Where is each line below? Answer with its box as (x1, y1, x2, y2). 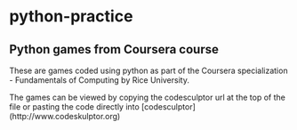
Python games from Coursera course (9, 42, 220, 57)
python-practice (9, 6, 133, 27)
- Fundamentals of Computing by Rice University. (9, 75, 189, 85)
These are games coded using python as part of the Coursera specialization (9, 65, 288, 76)
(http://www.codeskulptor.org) (9, 111, 121, 121)
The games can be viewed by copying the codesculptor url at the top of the (9, 92, 286, 102)
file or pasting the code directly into (9, 102, 140, 112)
